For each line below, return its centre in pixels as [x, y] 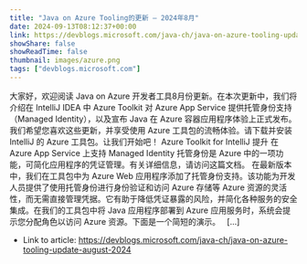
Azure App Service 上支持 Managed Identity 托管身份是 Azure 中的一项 [143, 153]
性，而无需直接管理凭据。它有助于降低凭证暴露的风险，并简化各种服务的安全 [153, 198]
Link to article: [49, 239]
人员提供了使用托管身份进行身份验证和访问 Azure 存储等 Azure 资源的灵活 [148, 187]
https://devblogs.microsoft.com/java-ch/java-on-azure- [183, 239]
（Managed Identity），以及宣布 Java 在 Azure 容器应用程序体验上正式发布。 [153, 119]
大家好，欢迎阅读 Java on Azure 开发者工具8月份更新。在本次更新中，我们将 [153, 96]
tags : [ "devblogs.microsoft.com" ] [75, 69]
